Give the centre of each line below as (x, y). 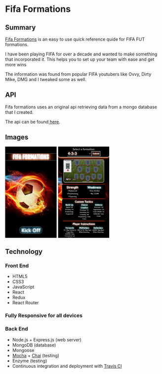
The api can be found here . (33, 122)
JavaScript (23, 287)
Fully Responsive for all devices (44, 316)
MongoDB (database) (34, 345)
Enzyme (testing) (30, 361)
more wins (16, 65)
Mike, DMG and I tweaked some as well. (46, 79)
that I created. (19, 112)
